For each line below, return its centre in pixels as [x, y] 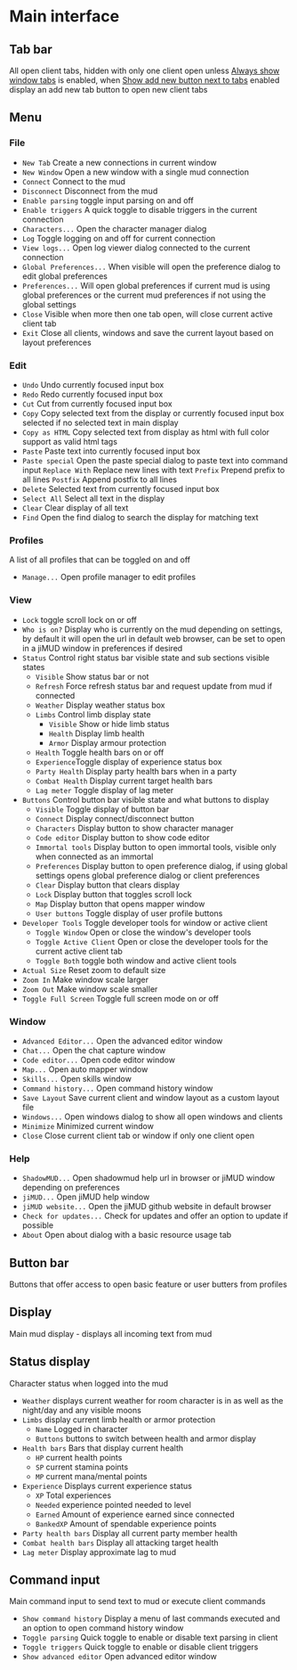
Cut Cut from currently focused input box [97, 404]
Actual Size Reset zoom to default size [94, 970]
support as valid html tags [70, 441]
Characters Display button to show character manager [134, 828]
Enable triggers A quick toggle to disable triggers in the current [140, 209]
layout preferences [56, 342]
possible [38, 1225]
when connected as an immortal [94, 856]
